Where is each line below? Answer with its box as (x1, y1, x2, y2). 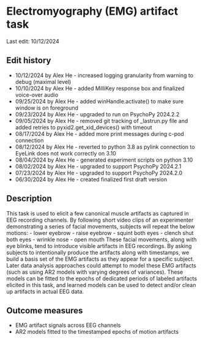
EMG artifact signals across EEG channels (15, 321, 121, 329)
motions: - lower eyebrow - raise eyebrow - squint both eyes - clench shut (6, 229, 194, 236)
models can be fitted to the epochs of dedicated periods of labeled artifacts (6, 274, 197, 282)
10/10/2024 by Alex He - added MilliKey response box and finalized (15, 84, 185, 92)
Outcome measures (6, 305, 83, 316)
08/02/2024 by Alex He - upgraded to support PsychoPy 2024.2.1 (15, 162, 182, 170)
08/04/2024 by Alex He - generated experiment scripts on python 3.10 (15, 156, 193, 163)
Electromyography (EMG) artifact (6, 4, 179, 18)
